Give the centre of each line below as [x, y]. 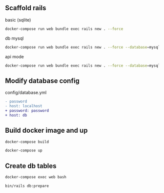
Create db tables [31, 166]
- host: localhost [24, 106]
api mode [15, 56]
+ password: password [27, 111]
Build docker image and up [46, 131]
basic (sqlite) [18, 20]
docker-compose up [24, 151]
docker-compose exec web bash [36, 177]
